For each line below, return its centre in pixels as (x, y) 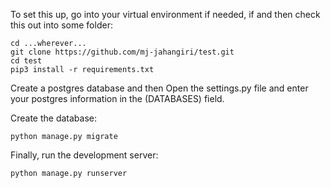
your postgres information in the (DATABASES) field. (117, 98)
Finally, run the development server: (84, 155)
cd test (26, 61)
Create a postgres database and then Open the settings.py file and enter (159, 88)
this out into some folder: (61, 25)
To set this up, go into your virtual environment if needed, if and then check (165, 14)
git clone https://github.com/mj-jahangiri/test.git (122, 52)
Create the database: (54, 118)
